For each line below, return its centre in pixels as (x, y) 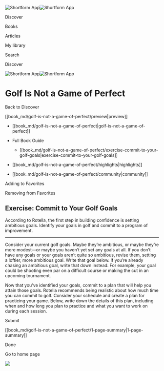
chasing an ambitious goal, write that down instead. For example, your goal (81, 265)
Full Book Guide (28, 140)
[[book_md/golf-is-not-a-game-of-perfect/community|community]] (80, 174)
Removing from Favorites (30, 193)
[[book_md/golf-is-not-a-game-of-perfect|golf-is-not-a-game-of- (79, 126)
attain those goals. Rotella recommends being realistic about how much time (82, 290)
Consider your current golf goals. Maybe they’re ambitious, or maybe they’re (82, 245)
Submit (12, 320)
